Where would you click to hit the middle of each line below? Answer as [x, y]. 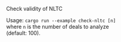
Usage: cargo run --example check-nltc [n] [61, 20]
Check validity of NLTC [34, 9]
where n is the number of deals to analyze [58, 27]
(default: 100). [23, 33]
